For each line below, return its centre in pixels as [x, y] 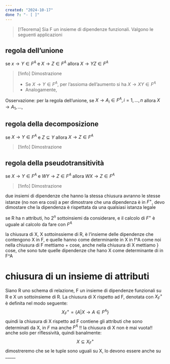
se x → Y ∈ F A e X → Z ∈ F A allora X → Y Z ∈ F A [57, 63]
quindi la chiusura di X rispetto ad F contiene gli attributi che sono [74, 321]
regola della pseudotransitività [55, 163]
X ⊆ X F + [85, 342]
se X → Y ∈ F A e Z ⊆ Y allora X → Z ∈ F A [49, 137]
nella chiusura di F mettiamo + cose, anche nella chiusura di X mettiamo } [82, 245]
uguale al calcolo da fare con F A [39, 224]
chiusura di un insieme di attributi [77, 276]
